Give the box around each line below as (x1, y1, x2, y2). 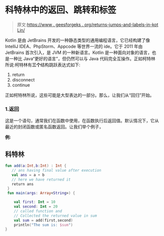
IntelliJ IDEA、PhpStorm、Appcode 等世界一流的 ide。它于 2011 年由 (5, 43, 143, 49)
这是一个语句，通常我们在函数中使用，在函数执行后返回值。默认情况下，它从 (5, 118, 159, 124)
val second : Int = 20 (14, 204, 58, 209)
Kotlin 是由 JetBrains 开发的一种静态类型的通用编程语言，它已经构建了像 (5, 37, 150, 43)
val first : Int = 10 (14, 200, 56, 205)
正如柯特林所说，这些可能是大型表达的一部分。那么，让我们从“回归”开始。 (5, 92, 155, 98)
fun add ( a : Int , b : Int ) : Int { (5, 163, 67, 168)
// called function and (14, 209, 62, 213)
